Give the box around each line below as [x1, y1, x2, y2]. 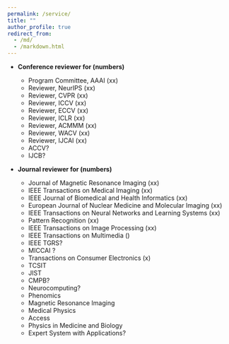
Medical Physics [28, 307, 76, 314]
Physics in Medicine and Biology [28, 321, 123, 329]
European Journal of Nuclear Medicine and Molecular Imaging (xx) [28, 201, 223, 209]
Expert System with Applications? [28, 329, 126, 337]
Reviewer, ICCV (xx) [28, 99, 87, 107]
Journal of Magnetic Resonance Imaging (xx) [28, 179, 160, 187]
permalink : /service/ [7, 10, 71, 18]
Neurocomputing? [28, 284, 81, 292]
